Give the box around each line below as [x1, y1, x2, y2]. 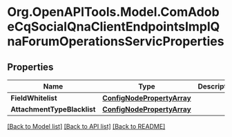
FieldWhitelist [10, 93, 57, 102]
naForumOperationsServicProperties [7, 34, 224, 49]
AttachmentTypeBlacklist [10, 104, 96, 114]
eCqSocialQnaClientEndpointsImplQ [7, 19, 220, 35]
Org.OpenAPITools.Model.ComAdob [7, 4, 220, 20]
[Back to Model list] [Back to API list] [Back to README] [7, 122, 166, 130]
